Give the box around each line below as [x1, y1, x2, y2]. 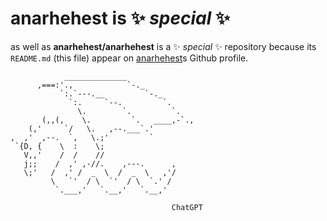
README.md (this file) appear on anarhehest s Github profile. [10, 52, 249, 64]
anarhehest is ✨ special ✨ [10, 7, 230, 30]
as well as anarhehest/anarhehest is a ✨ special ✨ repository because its [10, 40, 317, 52]
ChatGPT [171, 202, 203, 212]
